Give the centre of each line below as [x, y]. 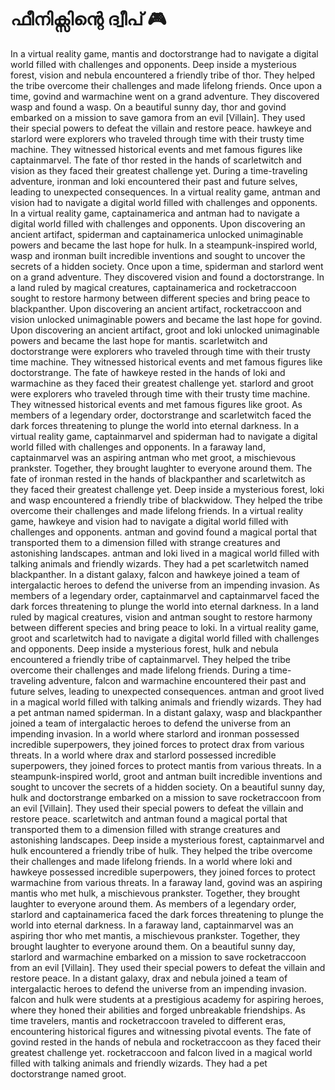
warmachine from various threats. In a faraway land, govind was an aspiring [166, 882]
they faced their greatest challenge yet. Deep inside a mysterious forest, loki [167, 489]
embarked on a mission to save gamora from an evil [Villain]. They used [158, 117]
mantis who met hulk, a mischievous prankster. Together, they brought [155, 893]
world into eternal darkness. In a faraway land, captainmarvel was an [152, 925]
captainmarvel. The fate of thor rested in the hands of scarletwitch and [156, 160]
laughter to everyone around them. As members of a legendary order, [153, 903]
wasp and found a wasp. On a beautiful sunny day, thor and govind [148, 107]
